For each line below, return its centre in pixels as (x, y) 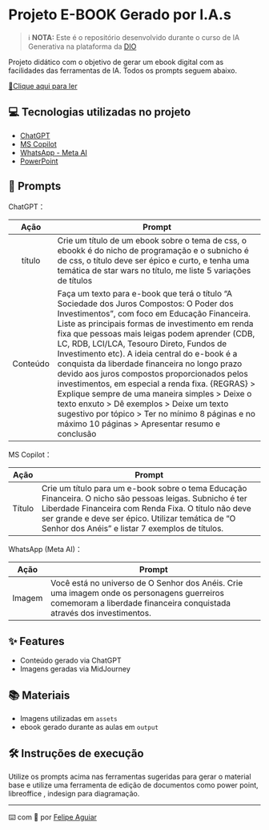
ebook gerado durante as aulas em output (89, 727)
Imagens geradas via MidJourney (75, 669)
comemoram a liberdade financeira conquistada (141, 602)
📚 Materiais (39, 695)
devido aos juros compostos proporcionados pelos (153, 373)
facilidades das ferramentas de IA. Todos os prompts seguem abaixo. (123, 71)
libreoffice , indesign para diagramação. (74, 794)
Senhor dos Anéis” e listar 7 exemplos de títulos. (132, 528)
